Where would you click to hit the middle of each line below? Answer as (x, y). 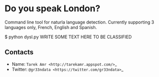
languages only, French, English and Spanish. (51, 27)
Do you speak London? (53, 9)
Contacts (19, 52)
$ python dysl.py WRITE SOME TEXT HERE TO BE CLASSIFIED (68, 37)
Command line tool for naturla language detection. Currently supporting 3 (79, 22)
